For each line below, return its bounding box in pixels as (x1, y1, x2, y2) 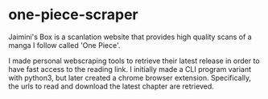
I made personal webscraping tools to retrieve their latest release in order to (8, 56, 260, 65)
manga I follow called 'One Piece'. (8, 40, 121, 49)
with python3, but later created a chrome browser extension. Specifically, (8, 73, 252, 82)
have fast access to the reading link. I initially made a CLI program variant (8, 64, 252, 73)
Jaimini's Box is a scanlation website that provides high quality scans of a (8, 32, 252, 42)
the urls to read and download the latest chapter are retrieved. (8, 81, 215, 91)
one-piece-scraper (8, 6, 138, 24)
